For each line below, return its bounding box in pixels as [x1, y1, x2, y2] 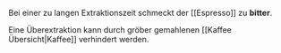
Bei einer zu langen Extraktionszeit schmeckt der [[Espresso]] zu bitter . [8, 8, 273, 18]
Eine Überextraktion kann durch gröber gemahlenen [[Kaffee [8, 25, 232, 34]
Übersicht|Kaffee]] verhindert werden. [8, 34, 149, 44]
